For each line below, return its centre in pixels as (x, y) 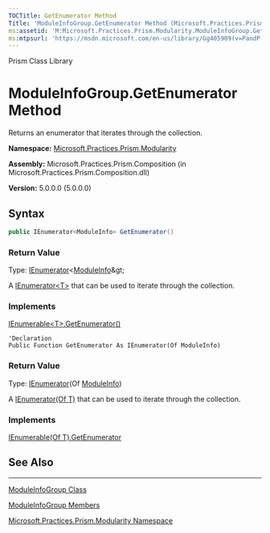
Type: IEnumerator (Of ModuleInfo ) (65, 383)
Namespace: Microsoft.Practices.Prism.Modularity (92, 149)
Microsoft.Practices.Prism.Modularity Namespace (91, 520)
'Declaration (30, 338)
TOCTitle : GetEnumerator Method (62, 16)
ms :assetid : (28, 31)
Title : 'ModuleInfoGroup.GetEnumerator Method (88, 23)
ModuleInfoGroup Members (54, 505)
